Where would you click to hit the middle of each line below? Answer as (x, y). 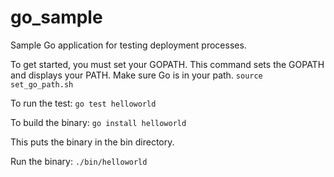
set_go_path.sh (42, 84)
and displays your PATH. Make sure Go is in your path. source (136, 75)
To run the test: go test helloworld (83, 103)
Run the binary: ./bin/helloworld (79, 161)
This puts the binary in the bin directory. (92, 142)
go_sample (56, 17)
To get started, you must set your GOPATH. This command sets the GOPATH (167, 64)
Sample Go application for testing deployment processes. (128, 45)
